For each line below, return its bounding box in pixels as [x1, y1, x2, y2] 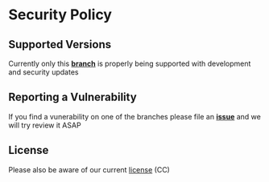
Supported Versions [8, 38, 111, 51]
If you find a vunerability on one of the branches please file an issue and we [8, 111, 262, 121]
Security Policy [8, 6, 113, 24]
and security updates [8, 67, 79, 77]
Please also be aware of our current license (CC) [8, 164, 171, 174]
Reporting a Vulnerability [8, 91, 137, 104]
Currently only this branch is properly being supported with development [8, 59, 251, 68]
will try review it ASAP [8, 120, 82, 130]
